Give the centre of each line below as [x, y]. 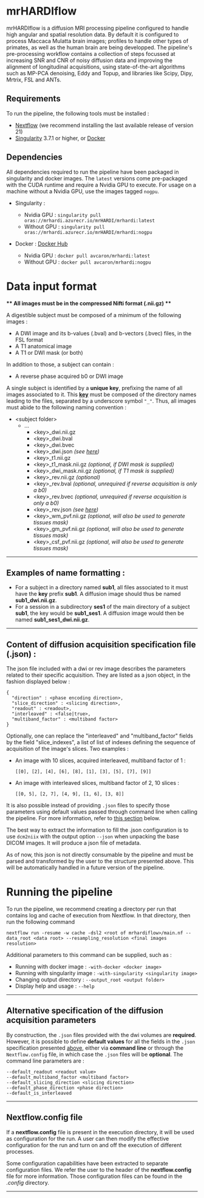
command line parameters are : [46, 1061]
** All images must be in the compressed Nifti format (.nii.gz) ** [89, 303]
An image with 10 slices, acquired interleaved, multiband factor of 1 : [100, 761]
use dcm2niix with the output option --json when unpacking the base [93, 837]
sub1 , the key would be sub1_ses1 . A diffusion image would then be [100, 613]
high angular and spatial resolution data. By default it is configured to [93, 34]
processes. [20, 1151]
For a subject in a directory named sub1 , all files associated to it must [101, 587]
